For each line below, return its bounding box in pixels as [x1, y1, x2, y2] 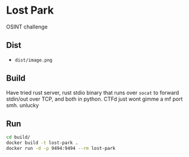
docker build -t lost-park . [6, 140, 78, 146]
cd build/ [6, 134, 31, 140]
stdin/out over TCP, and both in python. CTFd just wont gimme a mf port [6, 95, 183, 102]
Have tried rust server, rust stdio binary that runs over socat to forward [6, 89, 179, 96]
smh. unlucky [6, 101, 39, 108]
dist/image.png [14, 57, 53, 63]
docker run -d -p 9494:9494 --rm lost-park [6, 146, 116, 152]
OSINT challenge [6, 23, 48, 30]
